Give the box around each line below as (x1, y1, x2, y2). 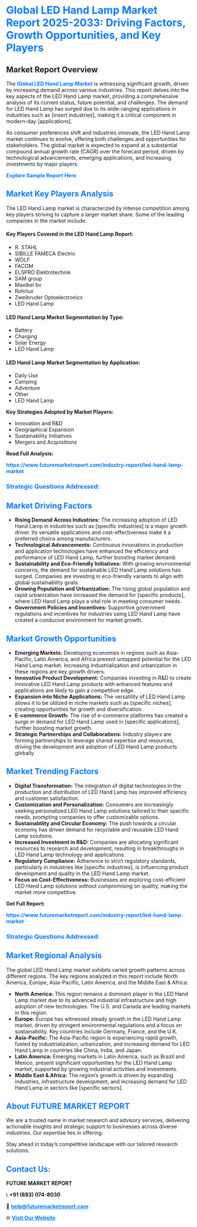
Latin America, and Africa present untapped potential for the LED (34, 655, 192, 662)
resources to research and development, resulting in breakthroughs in (14, 845, 184, 852)
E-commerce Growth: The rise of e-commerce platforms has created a (14, 711, 188, 719)
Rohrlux (14, 288, 34, 295)
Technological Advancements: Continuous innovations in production (14, 542, 183, 549)
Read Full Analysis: (6, 450, 54, 457)
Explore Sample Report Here (6, 172, 76, 179)
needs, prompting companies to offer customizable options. (14, 813, 160, 820)
